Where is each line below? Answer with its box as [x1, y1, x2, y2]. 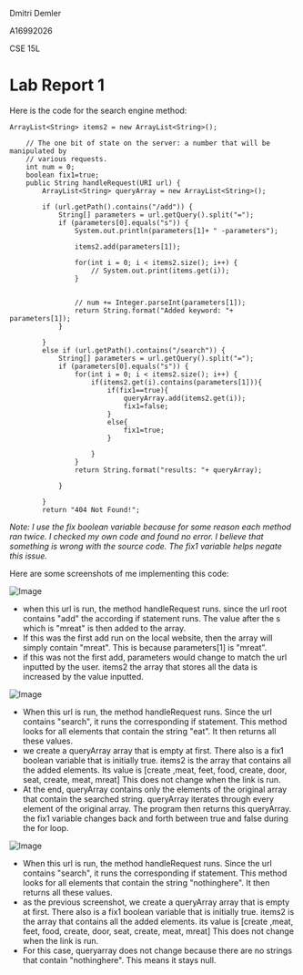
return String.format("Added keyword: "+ [74, 305, 234, 315]
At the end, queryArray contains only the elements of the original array [22, 784, 288, 795]
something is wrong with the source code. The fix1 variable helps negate [9, 540, 282, 551]
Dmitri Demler [9, 8, 62, 18]
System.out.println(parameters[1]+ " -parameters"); [74, 226, 279, 235]
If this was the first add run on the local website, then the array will [22, 632, 273, 643]
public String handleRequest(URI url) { [25, 178, 181, 188]
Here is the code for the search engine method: [9, 105, 187, 116]
